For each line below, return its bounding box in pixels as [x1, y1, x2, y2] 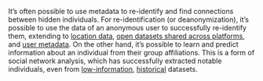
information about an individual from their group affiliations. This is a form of [8, 48, 255, 57]
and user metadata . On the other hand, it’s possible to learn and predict [8, 40, 239, 49]
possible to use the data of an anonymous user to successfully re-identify [8, 23, 247, 32]
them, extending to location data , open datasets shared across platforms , [8, 31, 246, 40]
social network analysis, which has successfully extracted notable [8, 56, 222, 65]
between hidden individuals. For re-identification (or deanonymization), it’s [8, 15, 250, 24]
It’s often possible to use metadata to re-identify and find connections [8, 7, 234, 16]
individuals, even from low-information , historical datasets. [8, 65, 198, 73]
